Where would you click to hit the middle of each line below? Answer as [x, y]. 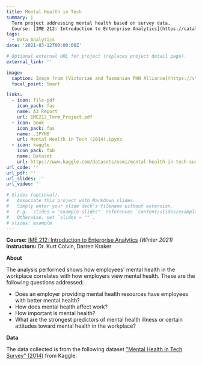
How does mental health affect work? [61, 307]
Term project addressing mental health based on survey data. [91, 23]
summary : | [20, 17]
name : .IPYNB [33, 134]
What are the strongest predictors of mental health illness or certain [99, 320]
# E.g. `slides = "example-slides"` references [70, 212]
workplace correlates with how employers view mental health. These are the [101, 276]
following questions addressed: [45, 283]
